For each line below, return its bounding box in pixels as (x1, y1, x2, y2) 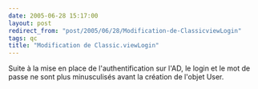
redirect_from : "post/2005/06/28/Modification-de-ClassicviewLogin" (8, 26, 242, 34)
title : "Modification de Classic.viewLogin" (8, 42, 159, 50)
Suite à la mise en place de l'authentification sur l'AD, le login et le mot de (8, 63, 251, 73)
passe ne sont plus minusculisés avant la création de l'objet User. (8, 72, 224, 82)
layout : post (8, 19, 52, 27)
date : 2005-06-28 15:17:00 (8, 11, 99, 20)
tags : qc (8, 34, 38, 42)
